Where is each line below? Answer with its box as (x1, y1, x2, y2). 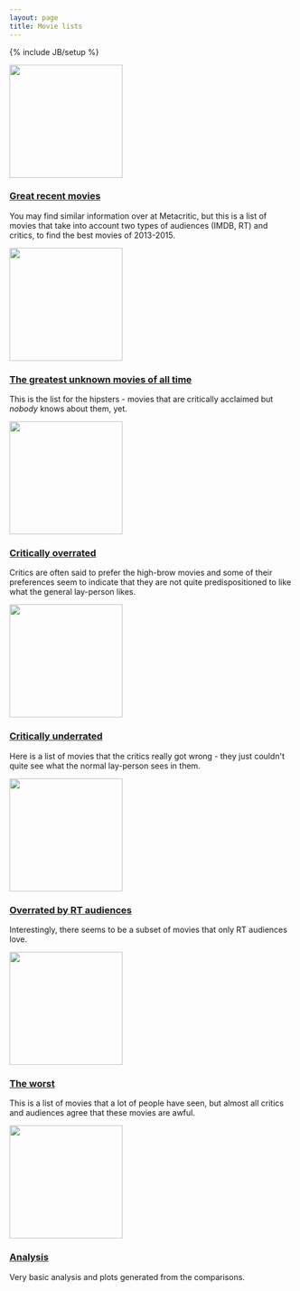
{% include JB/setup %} (9, 46, 99, 57)
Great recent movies (9, 190, 101, 203)
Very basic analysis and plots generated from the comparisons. (9, 1271, 246, 1282)
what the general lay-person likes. (9, 587, 136, 598)
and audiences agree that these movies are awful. (9, 1107, 196, 1118)
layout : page (9, 13, 59, 23)
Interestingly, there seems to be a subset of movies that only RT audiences (9, 924, 287, 935)
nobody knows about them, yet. (9, 403, 128, 414)
